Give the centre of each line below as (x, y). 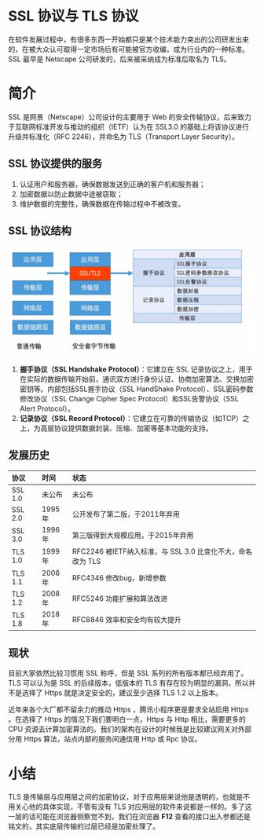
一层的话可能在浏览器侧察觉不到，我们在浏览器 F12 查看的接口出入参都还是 (129, 817)
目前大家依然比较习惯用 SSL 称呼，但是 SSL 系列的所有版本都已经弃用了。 (128, 673)
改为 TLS (86, 562)
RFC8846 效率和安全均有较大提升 (127, 619)
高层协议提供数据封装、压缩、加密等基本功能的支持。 (126, 428)
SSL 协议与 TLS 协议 (73, 16)
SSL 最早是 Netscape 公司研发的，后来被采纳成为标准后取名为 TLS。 (119, 59)
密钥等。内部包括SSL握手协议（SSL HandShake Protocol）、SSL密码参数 (136, 389)
